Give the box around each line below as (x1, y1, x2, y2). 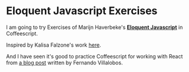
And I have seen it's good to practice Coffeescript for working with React (6, 53, 183, 60)
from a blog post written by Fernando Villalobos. (6, 59, 123, 66)
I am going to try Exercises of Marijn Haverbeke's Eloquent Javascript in (6, 24, 183, 31)
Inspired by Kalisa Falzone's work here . (6, 41, 101, 48)
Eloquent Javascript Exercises (6, 4, 158, 18)
